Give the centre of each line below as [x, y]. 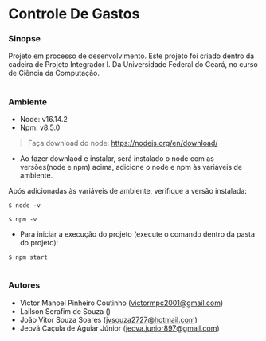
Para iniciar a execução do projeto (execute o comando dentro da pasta [137, 234]
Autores [24, 285]
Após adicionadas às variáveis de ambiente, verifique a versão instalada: [127, 191]
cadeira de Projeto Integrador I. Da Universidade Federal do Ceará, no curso [133, 65]
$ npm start [28, 257]
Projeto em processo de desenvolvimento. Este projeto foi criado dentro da [131, 56]
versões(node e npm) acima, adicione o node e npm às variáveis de [131, 167]
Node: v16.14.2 [43, 120]
